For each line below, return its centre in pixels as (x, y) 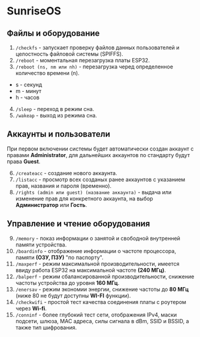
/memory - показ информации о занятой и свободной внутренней (98, 238)
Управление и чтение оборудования (78, 224)
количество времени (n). (47, 73)
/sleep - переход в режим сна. (55, 109)
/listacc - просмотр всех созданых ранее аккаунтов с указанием (100, 179)
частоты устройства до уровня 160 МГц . (67, 282)
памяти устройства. (41, 245)
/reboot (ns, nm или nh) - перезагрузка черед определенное (94, 67)
